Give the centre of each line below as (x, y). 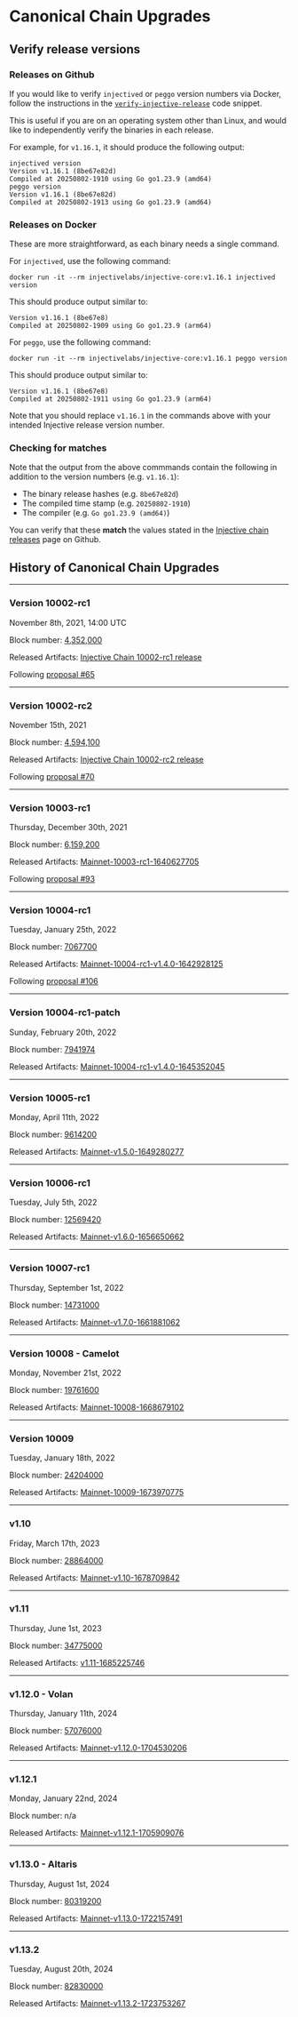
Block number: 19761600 (54, 1389)
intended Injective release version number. (87, 425)
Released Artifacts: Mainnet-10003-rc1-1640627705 (104, 862)
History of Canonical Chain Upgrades (114, 568)
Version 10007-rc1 (50, 1269)
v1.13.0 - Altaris (43, 1864)
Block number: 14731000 (55, 1305)
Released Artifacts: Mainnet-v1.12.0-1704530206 (98, 1748)
